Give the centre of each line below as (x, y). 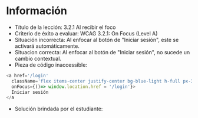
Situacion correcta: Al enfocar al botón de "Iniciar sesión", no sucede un (102, 52)
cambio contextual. (38, 58)
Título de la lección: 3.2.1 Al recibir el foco (65, 27)
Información (37, 11)
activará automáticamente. (47, 46)
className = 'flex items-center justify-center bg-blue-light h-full (96, 81)
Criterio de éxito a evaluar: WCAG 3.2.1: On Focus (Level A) (86, 33)
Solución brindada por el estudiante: (59, 109)
